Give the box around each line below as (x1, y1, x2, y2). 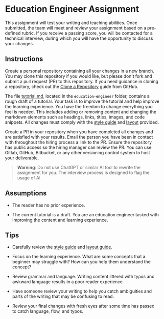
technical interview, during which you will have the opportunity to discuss (5, 35, 153, 41)
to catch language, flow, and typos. (12, 308, 84, 314)
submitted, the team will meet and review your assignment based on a (5, 25, 146, 30)
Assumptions (5, 189, 47, 198)
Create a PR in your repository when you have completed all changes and (5, 129, 153, 135)
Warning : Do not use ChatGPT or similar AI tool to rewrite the (17, 164, 141, 170)
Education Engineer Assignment (5, 3, 140, 15)
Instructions (5, 55, 43, 63)
